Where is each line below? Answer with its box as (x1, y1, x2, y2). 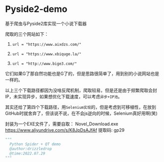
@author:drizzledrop (9, 146, 52, 151)
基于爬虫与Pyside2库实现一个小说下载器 (5, 20, 87, 26)
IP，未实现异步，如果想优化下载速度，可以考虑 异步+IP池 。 (5, 93, 122, 99)
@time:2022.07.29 (9, 151, 46, 156)
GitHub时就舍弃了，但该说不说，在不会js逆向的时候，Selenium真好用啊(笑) (5, 110, 158, 116)
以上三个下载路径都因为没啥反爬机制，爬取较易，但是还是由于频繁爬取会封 (5, 87, 157, 93)
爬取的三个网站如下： (5, 31, 49, 37)
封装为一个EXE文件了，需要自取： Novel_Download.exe (5, 121, 118, 127)
